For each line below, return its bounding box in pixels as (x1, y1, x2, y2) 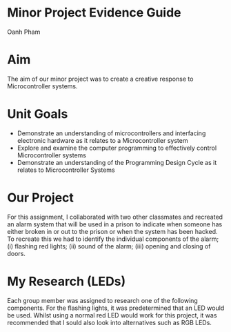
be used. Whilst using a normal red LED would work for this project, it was (7, 311, 217, 319)
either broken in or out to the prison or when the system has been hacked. (7, 227, 218, 235)
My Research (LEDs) (7, 273, 126, 289)
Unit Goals (7, 106, 68, 122)
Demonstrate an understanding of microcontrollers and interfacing (17, 129, 206, 137)
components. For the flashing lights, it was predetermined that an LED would (7, 304, 225, 312)
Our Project (7, 190, 74, 205)
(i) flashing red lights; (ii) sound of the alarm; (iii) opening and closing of (7, 242, 211, 250)
